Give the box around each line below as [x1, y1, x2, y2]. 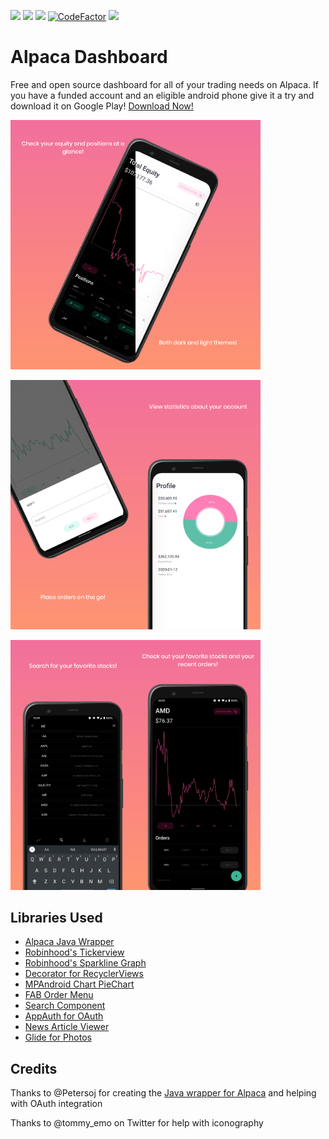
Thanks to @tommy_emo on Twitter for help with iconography [10, 1117, 264, 1129]
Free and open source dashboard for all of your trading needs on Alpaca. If [10, 78, 319, 90]
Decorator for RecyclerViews [24, 968, 144, 980]
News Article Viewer [24, 1021, 110, 1033]
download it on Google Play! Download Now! [10, 100, 194, 112]
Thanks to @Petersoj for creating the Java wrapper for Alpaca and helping [10, 1087, 317, 1099]
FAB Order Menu [24, 989, 94, 1001]
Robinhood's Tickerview [24, 946, 125, 959]
